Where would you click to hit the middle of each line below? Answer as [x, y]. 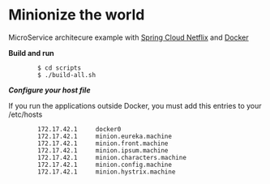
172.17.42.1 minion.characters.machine [112, 157]
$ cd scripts [60, 68]
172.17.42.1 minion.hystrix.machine [107, 172]
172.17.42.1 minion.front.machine [103, 143]
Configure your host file [49, 90]
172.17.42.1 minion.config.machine [105, 165]
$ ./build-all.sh [66, 75]
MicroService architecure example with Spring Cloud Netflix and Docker [129, 37]
